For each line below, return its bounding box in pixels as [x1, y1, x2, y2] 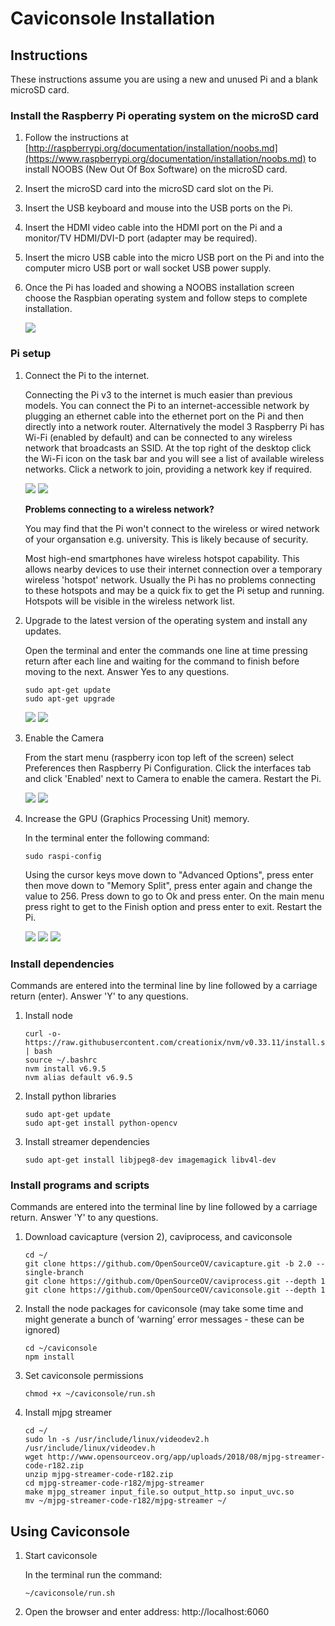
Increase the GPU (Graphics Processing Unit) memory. [24, 812, 250, 824]
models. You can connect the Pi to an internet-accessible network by [24, 399, 310, 411]
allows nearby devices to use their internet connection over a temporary [24, 563, 323, 575]
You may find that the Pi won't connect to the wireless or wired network [24, 522, 320, 534]
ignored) [24, 1324, 61, 1336]
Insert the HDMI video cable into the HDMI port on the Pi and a [24, 222, 283, 234]
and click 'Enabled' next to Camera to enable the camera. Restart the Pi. [24, 772, 322, 784]
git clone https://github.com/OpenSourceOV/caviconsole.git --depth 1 [24, 1285, 326, 1296]
